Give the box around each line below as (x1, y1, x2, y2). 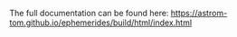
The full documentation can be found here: (9, 8, 169, 18)
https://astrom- (170, 8, 228, 18)
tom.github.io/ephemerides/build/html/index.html (9, 17, 193, 28)
